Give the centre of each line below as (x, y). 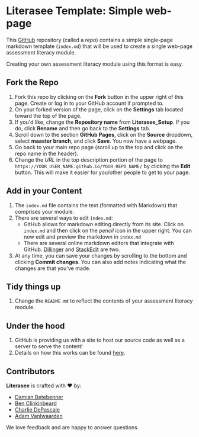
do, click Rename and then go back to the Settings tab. (82, 128)
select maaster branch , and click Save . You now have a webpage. (96, 141)
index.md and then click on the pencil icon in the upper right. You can (108, 230)
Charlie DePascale (37, 409)
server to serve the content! (49, 346)
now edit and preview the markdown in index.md (82, 237)
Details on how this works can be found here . (70, 353)
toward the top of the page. (48, 115)
